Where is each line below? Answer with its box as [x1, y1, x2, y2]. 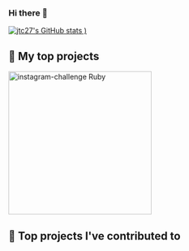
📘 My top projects [8, 49, 100, 63]
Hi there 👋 [8, 7, 49, 19]
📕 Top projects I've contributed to [8, 229, 181, 243]
